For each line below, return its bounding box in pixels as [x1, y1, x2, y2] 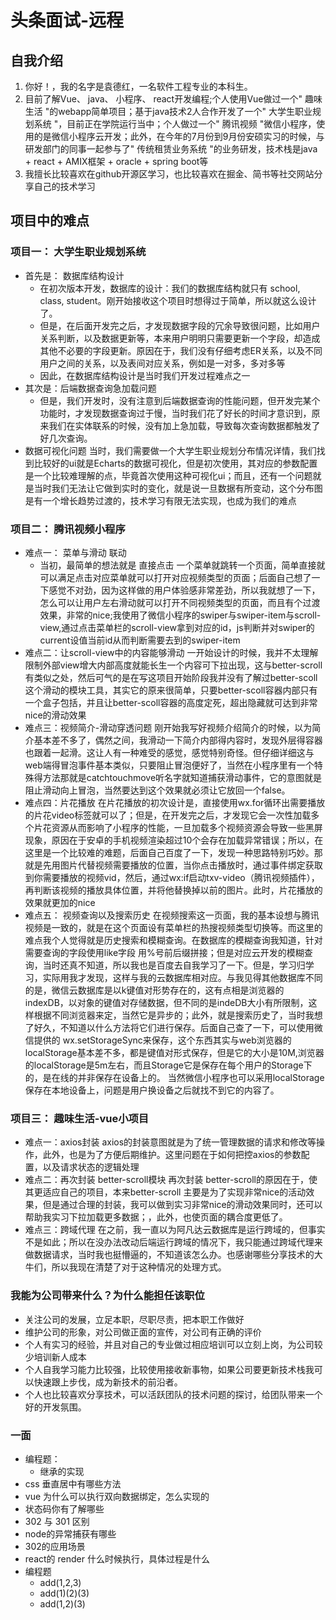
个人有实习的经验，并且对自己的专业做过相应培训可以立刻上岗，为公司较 [24, 1338, 323, 1350]
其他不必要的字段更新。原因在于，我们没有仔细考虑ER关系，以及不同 [39, 344, 323, 356]
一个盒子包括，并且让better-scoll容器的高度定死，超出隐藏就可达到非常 [24, 696, 318, 708]
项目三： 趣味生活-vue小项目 [10, 1111, 150, 1125]
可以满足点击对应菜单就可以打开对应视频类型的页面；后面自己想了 [39, 571, 312, 583]
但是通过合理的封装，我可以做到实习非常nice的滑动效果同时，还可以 [42, 1199, 323, 1211]
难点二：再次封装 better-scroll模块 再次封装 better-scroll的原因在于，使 [24, 1174, 318, 1186]
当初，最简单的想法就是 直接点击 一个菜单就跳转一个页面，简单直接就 [39, 559, 326, 571]
